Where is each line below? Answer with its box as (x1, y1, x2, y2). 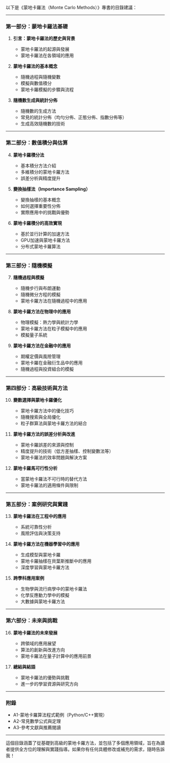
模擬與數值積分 (20, 80, 52, 86)
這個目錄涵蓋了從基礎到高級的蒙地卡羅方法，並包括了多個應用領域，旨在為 (6, 740, 160, 746)
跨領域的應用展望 (20, 640, 56, 646)
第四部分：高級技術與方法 (6, 385, 68, 392)
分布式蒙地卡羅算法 (20, 243, 61, 249)
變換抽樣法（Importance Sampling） (13, 186, 90, 192)
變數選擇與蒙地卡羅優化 (13, 397, 62, 403)
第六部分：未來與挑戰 (6, 617, 58, 624)
